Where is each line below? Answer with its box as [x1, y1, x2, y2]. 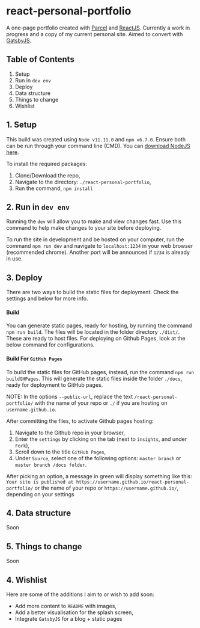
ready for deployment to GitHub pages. [6, 381, 103, 389]
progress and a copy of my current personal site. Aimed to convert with [6, 30, 183, 37]
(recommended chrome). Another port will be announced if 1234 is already [6, 248, 190, 256]
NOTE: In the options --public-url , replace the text [6, 393, 133, 400]
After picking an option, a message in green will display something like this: [6, 472, 192, 479]
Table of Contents [6, 54, 75, 64]
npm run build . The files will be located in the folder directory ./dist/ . [6, 328, 180, 336]
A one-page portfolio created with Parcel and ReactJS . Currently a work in [6, 24, 190, 31]
